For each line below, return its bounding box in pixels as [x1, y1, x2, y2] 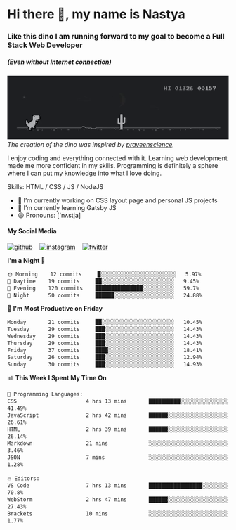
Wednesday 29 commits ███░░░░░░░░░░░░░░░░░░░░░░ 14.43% [7, 332, 202, 340]
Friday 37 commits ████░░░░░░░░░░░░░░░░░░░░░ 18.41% [7, 347, 202, 354]
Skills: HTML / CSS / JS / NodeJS [7, 182, 104, 190]
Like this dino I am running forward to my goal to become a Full [7, 32, 225, 41]
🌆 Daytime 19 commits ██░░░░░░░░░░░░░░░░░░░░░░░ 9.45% [7, 278, 199, 285]
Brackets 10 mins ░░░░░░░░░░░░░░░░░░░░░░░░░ [7, 510, 228, 517]
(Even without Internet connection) [7, 58, 112, 66]
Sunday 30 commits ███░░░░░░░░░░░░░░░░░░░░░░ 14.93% [7, 361, 202, 368]
